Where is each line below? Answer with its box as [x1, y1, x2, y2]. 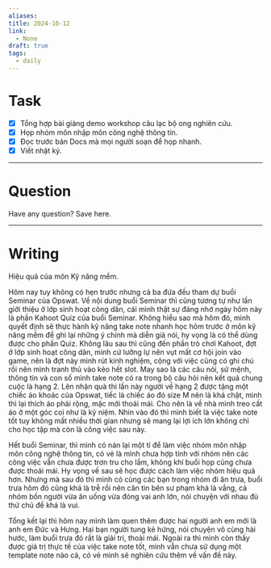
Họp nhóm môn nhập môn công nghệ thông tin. [19, 127, 178, 137]
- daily [15, 57, 42, 65]
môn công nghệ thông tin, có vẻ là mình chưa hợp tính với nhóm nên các [8, 448, 249, 458]
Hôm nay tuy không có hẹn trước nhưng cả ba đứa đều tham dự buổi [8, 287, 236, 297]
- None [15, 34, 38, 43]
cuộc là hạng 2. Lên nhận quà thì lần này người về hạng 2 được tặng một [8, 381, 248, 391]
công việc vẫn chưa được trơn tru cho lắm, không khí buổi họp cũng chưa [8, 457, 252, 467]
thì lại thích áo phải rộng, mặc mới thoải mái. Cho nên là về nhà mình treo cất [8, 398, 263, 408]
